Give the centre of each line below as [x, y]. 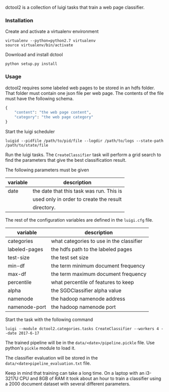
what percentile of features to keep [93, 282]
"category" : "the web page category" [54, 117]
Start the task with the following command [49, 319]
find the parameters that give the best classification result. [66, 160]
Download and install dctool [34, 55]
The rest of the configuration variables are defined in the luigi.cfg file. [79, 220]
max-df [17, 274]
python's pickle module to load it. [40, 348]
